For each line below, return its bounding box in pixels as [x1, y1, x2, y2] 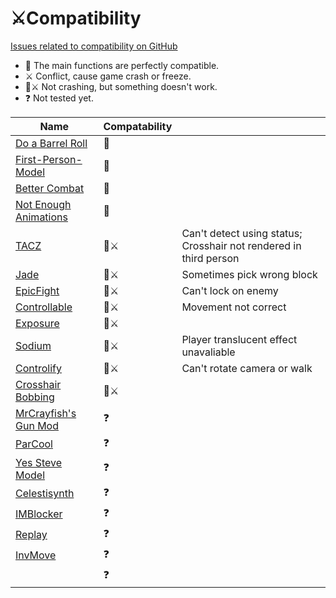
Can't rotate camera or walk [181, 361, 313, 375]
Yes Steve [15, 455, 63, 469]
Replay [15, 528, 48, 542]
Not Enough [15, 197, 72, 211]
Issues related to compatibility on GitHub [10, 40, 178, 52]
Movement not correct [181, 300, 287, 314]
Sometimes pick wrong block [181, 267, 318, 281]
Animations [15, 210, 68, 224]
